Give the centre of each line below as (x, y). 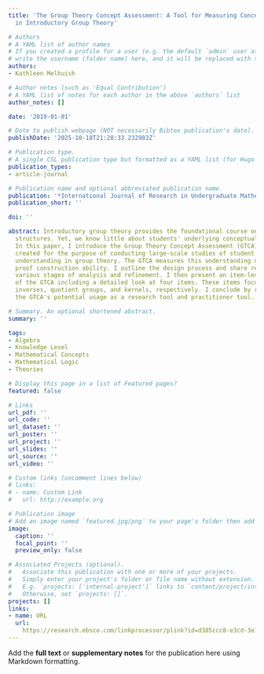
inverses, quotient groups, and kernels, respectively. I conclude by (133, 290)
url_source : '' (33, 456)
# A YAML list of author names (59, 44)
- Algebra (24, 340)
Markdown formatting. (44, 661)
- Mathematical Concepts (49, 355)
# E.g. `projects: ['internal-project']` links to (96, 587)
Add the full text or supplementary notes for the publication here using (125, 653)
